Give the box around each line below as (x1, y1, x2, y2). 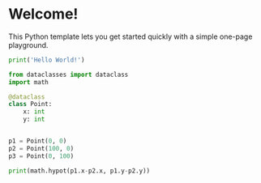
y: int (23, 115, 45, 124)
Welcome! (8, 5, 79, 23)
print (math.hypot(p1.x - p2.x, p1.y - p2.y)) (8, 167, 151, 175)
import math (8, 78, 49, 86)
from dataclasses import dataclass (8, 70, 129, 79)
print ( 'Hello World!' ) (8, 56, 85, 64)
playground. (8, 40, 49, 49)
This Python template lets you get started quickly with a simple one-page (8, 32, 253, 41)
